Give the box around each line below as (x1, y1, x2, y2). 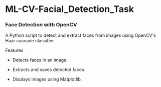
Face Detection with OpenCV (5, 21, 77, 28)
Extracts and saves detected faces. (12, 67, 86, 73)
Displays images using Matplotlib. (12, 76, 82, 83)
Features (5, 47, 24, 53)
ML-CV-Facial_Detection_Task (5, 3, 134, 15)
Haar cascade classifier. (5, 38, 55, 44)
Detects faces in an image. (12, 57, 68, 63)
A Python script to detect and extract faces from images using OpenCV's (5, 32, 156, 38)
